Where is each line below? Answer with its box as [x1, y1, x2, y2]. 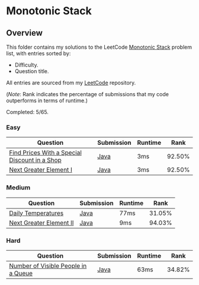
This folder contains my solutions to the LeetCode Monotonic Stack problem [6, 43, 192, 50]
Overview [6, 28, 43, 38]
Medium [6, 183, 31, 192]
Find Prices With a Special [9, 148, 82, 157]
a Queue [9, 269, 33, 277]
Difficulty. [14, 61, 38, 68]
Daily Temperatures [9, 209, 64, 217]
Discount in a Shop [9, 156, 62, 164]
